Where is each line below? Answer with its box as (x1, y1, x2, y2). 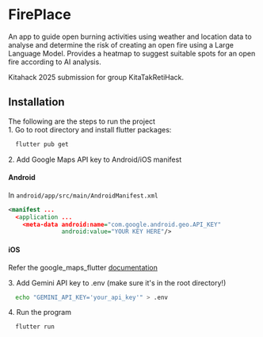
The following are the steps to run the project (8, 117, 156, 126)
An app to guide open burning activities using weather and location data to (8, 32, 252, 41)
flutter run (15, 323, 55, 331)
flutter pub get (15, 140, 69, 148)
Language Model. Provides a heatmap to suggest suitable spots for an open (8, 48, 256, 58)
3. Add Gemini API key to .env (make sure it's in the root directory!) (8, 278, 227, 287)
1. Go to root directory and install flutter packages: (8, 124, 172, 134)
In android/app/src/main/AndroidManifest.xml (8, 190, 158, 200)
